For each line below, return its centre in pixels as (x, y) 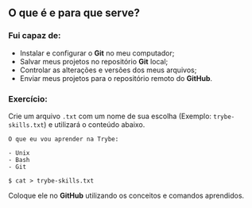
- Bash (19, 160)
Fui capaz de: (35, 36)
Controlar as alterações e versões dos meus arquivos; (108, 70)
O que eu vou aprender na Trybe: (64, 139)
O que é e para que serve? (74, 13)
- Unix (19, 153)
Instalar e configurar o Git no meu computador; (97, 53)
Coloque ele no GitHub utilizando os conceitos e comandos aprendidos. (126, 195)
